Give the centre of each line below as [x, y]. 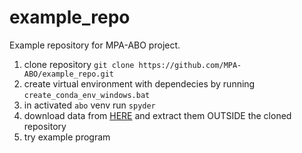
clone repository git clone [79, 64]
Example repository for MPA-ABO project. [95, 45]
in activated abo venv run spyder [89, 105]
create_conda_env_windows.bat [87, 95]
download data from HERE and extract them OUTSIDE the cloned [157, 115]
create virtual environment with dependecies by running [139, 83]
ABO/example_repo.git [68, 74]
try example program [67, 137]
